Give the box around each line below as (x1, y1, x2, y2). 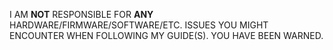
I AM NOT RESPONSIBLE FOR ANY (9, 9, 154, 20)
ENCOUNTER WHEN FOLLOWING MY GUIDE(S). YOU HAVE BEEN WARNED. (9, 30, 324, 41)
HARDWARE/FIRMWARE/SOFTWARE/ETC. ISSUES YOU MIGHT (9, 19, 269, 31)
